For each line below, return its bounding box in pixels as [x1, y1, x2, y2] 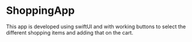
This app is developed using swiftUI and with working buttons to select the [6, 23, 186, 30]
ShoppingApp [6, 4, 75, 17]
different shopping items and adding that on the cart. [6, 29, 133, 36]
